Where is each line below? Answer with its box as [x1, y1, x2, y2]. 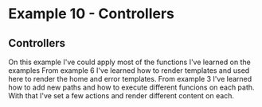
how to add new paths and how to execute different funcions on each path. [8, 82, 255, 92]
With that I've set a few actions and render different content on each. [8, 91, 235, 100]
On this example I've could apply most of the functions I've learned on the [8, 57, 251, 67]
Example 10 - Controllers [8, 5, 175, 23]
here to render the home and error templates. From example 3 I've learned [8, 75, 252, 83]
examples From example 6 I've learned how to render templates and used [8, 66, 250, 75]
